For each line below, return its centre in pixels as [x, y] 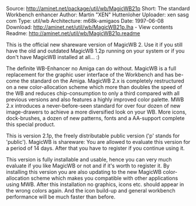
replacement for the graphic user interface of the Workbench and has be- [95, 75]
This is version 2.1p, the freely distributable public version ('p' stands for [93, 136]
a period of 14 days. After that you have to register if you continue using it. [96, 148]
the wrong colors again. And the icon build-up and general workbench [91, 190]
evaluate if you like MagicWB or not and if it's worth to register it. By [88, 166]
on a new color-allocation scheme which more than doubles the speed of [94, 87]
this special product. [31, 124]
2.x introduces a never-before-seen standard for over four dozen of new [93, 106]
